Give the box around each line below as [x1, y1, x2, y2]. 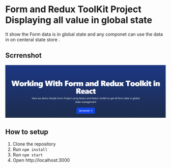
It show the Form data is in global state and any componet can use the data [5, 31, 163, 37]
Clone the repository [12, 141, 56, 147]
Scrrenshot [5, 51, 42, 60]
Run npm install [12, 146, 48, 153]
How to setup [5, 128, 48, 136]
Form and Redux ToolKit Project [5, 4, 141, 15]
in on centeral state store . [5, 37, 60, 43]
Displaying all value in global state [5, 14, 153, 26]
